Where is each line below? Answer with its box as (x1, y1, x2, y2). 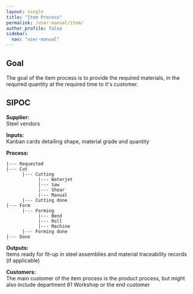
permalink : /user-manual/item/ (6, 20, 84, 26)
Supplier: (6, 114, 30, 121)
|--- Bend (37, 212, 62, 219)
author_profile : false (6, 25, 62, 32)
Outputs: (6, 244, 29, 251)
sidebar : (6, 31, 28, 37)
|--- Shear (37, 187, 65, 193)
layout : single (6, 8, 44, 15)
